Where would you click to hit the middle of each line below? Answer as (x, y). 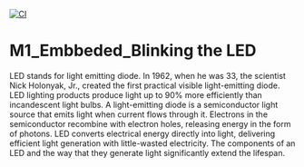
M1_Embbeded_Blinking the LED (133, 51)
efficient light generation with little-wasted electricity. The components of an (152, 143)
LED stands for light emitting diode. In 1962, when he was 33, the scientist (147, 75)
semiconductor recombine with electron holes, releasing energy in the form (150, 123)
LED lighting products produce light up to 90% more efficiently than (136, 94)
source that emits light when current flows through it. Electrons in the (139, 114)
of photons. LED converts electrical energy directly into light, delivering (142, 133)
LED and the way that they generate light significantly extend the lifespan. (147, 152)
